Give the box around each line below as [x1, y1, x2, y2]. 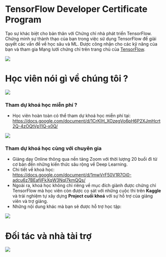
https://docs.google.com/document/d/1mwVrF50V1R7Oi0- [12, 172, 132, 178]
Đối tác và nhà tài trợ [5, 230, 92, 242]
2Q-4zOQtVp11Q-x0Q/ [12, 123, 58, 129]
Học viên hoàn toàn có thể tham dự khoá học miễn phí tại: [12, 113, 131, 119]
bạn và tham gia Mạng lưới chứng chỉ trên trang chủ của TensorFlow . [5, 46, 145, 52]
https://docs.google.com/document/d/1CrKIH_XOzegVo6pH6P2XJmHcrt [12, 118, 161, 124]
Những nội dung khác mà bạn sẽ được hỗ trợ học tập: [12, 203, 122, 209]
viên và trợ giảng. [12, 198, 48, 204]
